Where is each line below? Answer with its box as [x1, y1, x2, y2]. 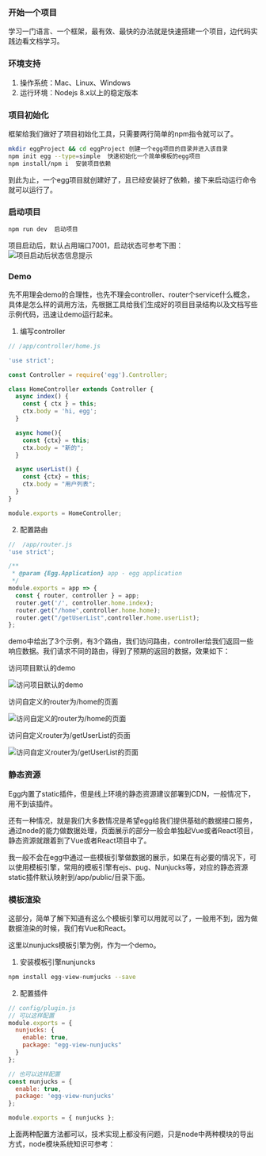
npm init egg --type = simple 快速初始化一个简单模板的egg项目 [8, 152, 201, 160]
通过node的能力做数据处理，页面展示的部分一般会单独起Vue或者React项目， [8, 825, 258, 835]
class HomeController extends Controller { [8, 385, 154, 394]
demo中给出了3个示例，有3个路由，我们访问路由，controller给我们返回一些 [8, 636, 254, 646]
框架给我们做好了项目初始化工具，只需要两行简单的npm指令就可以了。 [8, 129, 238, 138]
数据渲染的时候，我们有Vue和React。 [8, 923, 131, 933]
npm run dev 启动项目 [8, 225, 78, 233]
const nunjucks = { [8, 1077, 73, 1085]
